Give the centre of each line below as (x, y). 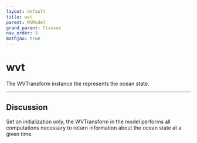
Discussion (27, 108)
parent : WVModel (26, 22)
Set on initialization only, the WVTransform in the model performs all (89, 121)
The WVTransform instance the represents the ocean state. (78, 83)
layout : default (26, 11)
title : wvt (19, 17)
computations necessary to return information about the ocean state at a (94, 128)
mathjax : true (23, 39)
